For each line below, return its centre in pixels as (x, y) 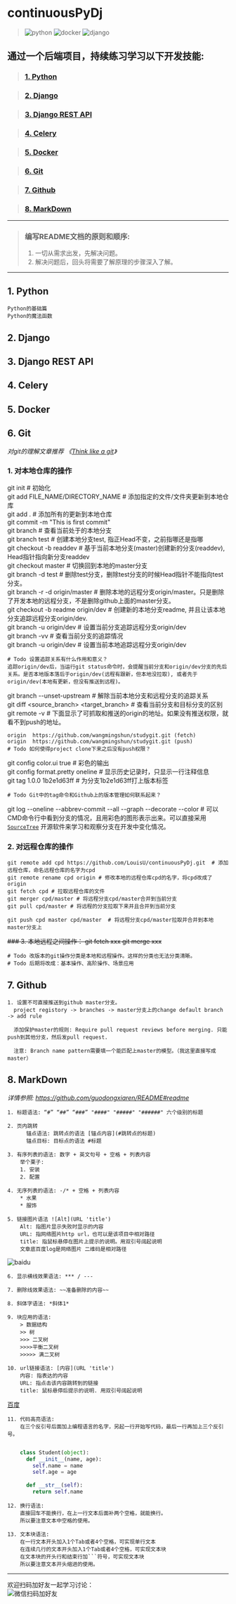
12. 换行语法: (26, 1506)
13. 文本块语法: (28, 1534)
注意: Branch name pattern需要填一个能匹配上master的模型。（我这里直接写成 (115, 1051)
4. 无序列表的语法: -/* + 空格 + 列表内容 (63, 1191)
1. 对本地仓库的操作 (40, 471)
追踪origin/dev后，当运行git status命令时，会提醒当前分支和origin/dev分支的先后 (117, 667)
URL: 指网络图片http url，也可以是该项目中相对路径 (87, 1234)
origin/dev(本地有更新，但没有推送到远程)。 (66, 681)
